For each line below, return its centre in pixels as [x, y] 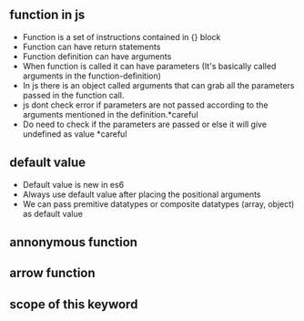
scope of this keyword [74, 304]
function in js [47, 15]
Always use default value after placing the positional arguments [142, 194]
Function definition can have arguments [97, 56]
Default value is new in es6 [73, 184]
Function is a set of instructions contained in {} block [122, 36]
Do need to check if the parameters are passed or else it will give [144, 124]
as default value [53, 213]
